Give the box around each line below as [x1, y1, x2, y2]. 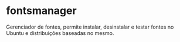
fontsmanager [6, 4, 77, 17]
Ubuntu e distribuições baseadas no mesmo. [6, 29, 114, 36]
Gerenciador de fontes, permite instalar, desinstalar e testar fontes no [6, 23, 174, 30]
